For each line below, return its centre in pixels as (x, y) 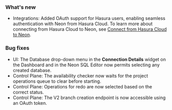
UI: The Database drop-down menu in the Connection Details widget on (89, 59)
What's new (21, 7)
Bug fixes (17, 48)
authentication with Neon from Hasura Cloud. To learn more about (83, 24)
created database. (32, 70)
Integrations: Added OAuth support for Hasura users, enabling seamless (89, 19)
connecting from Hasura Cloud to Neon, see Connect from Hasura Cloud (90, 29)
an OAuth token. (30, 103)
